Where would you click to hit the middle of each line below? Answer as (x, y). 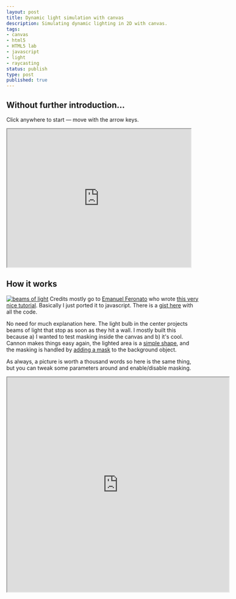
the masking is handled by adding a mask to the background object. (91, 350)
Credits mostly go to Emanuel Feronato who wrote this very (124, 299)
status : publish (27, 69)
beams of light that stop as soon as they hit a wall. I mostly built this (91, 330)
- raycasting (23, 63)
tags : (13, 29)
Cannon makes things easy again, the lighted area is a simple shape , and (98, 343)
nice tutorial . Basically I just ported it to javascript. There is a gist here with (100, 305)
